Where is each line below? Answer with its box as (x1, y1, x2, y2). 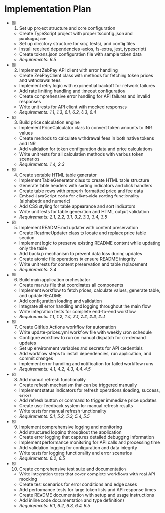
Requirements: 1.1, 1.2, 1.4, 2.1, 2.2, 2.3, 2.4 (19, 314, 106, 319)
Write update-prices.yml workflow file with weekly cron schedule (19, 329, 152, 335)
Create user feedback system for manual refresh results (19, 402, 133, 408)
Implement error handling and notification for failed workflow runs (19, 360, 154, 366)
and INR (19, 140, 36, 146)
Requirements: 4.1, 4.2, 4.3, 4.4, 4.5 (19, 366, 91, 372)
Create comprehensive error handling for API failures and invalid (19, 93, 150, 99)
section (19, 235, 35, 240)
